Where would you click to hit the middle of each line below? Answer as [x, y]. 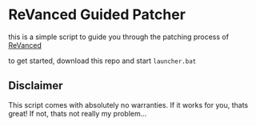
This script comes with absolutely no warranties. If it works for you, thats [128, 104]
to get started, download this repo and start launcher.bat [102, 61]
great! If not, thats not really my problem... [78, 113]
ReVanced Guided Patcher [97, 15]
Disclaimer [36, 86]
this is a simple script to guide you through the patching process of [119, 37]
